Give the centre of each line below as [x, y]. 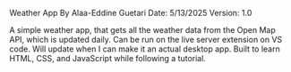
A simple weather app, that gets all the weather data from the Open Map [142, 30]
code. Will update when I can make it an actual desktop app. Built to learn [145, 49]
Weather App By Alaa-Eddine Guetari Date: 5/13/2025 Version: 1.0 [131, 13]
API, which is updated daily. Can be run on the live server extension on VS [146, 40]
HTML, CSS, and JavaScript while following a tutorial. [107, 58]
